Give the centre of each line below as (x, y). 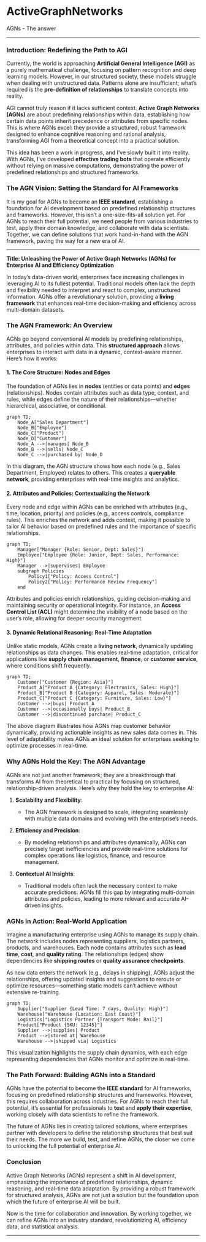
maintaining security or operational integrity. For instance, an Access (93, 605)
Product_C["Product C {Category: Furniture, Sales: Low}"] (94, 698)
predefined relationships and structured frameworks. (73, 172)
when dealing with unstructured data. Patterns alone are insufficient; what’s (102, 83)
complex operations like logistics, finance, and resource (95, 855)
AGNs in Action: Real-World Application (67, 921)
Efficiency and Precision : (48, 830)
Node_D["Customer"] (42, 439)
